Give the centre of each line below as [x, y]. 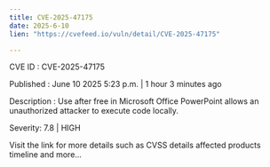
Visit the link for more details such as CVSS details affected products [135, 145]
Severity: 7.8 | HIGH [45, 128]
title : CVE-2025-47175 [51, 17]
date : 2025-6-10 [39, 26]
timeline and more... [46, 155]
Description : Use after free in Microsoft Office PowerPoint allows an [134, 101]
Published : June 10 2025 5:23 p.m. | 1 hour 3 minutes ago [115, 84]
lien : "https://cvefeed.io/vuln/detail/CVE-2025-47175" [115, 34]
